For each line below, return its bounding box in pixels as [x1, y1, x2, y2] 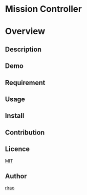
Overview [5, 26, 45, 37]
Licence [5, 145, 30, 153]
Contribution [5, 128, 45, 136]
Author [5, 172, 27, 180]
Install [5, 111, 24, 120]
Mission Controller [5, 3, 82, 15]
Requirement [5, 78, 45, 87]
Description [5, 45, 42, 53]
